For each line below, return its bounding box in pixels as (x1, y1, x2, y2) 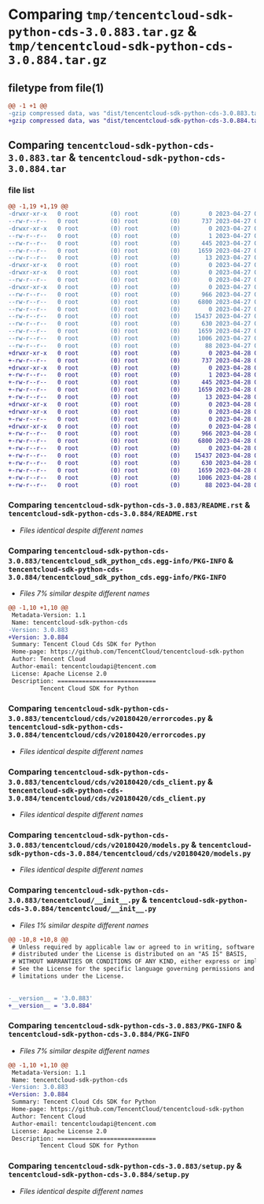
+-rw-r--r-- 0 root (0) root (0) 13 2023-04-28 (8, 393, 251, 401)
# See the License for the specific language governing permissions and (11, 965, 255, 973)
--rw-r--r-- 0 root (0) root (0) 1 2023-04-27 (8, 232, 251, 240)
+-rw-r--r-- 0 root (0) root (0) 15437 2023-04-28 (8, 451, 251, 460)
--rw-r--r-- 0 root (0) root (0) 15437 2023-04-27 (8, 313, 251, 321)
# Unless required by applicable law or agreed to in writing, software (11, 943, 255, 951)
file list (8, 184, 35, 195)
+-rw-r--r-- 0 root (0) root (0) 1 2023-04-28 (8, 371, 251, 379)
